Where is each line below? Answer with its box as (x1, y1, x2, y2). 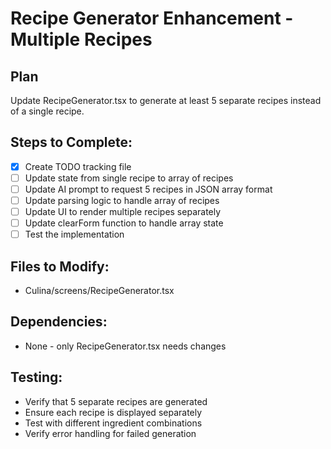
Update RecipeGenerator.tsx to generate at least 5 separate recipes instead (10, 95, 322, 106)
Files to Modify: (10, 258, 110, 275)
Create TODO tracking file (24, 160, 132, 172)
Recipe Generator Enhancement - (10, 7, 294, 30)
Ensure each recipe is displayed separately (24, 406, 203, 418)
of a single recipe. (10, 105, 85, 117)
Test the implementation (24, 228, 125, 241)
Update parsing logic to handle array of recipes (24, 195, 220, 206)
